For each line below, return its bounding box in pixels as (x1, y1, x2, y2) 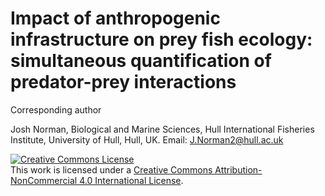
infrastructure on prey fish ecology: (10, 28, 313, 51)
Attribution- (214, 163, 263, 176)
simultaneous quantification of (10, 50, 272, 72)
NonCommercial (10, 174, 78, 186)
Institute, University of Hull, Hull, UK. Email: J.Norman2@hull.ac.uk (10, 133, 284, 146)
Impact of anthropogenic (10, 7, 221, 30)
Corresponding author (10, 103, 102, 116)
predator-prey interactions (10, 71, 237, 94)
